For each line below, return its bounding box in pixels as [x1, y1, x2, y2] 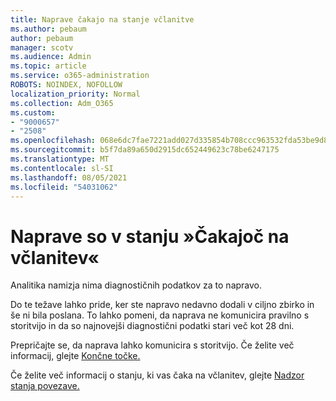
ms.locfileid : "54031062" [10, 182, 118, 192]
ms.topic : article [10, 61, 87, 71]
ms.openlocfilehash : [10, 136, 97, 146]
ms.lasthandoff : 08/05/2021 [10, 172, 128, 183]
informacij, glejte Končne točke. [10, 350, 141, 362]
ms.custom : [10, 107, 56, 118]
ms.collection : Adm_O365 [10, 98, 114, 108]
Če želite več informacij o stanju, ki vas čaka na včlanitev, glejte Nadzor [10, 369, 305, 381]
